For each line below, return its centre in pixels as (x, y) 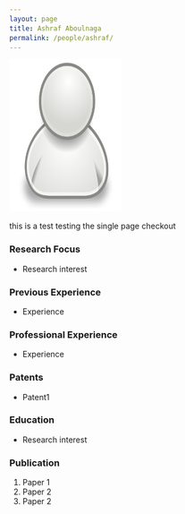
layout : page (34, 19)
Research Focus (45, 249)
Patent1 (36, 397)
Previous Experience (55, 292)
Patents (26, 378)
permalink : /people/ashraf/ (62, 38)
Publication (34, 463)
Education (32, 420)
